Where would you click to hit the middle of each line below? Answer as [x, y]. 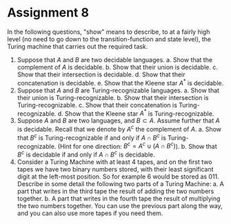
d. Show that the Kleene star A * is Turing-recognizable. [136, 113]
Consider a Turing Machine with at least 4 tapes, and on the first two [114, 162]
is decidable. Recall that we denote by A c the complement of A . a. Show [119, 129]
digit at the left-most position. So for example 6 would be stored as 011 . [118, 176]
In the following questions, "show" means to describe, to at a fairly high [109, 32]
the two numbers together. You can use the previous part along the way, [120, 205]
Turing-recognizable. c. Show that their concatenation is [97, 105]
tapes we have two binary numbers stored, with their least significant [115, 169]
